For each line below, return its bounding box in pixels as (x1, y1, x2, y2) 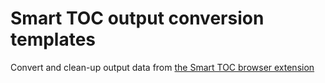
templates (10, 28, 97, 51)
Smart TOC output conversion (10, 7, 265, 30)
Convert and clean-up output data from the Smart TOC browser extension (10, 61, 315, 73)
